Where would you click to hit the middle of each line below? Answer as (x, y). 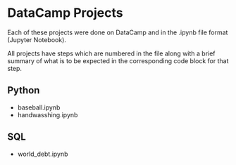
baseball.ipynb (39, 107)
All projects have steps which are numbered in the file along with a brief (112, 53)
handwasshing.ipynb (48, 114)
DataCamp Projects (65, 13)
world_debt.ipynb (43, 154)
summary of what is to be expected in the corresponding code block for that (118, 60)
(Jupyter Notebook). (37, 39)
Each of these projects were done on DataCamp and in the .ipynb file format (118, 32)
